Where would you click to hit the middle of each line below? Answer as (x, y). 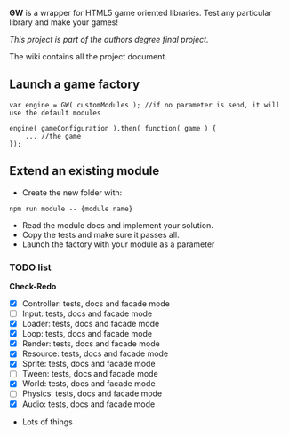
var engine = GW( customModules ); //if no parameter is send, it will (144, 105)
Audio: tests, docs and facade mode (88, 404)
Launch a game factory (75, 85)
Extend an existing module (84, 171)
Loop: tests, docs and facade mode (87, 334)
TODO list (30, 267)
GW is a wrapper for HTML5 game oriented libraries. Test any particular (141, 13)
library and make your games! (64, 22)
